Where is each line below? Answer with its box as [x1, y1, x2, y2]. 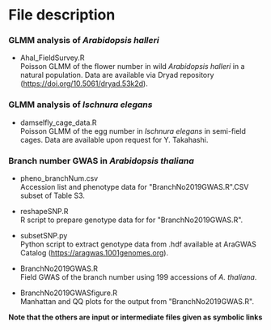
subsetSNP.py [19, 231, 68, 241]
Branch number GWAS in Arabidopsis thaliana [8, 155, 194, 166]
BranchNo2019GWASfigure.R [19, 288, 118, 298]
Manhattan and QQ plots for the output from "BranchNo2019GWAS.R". [19, 297, 255, 306]
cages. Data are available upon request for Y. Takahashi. [19, 135, 209, 144]
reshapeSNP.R [19, 207, 69, 216]
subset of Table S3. [19, 191, 85, 200]
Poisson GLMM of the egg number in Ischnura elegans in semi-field [19, 126, 247, 135]
